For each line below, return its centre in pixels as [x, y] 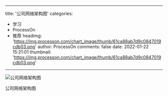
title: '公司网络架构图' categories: [39, 13]
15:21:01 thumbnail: [32, 52]
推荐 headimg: [27, 36]
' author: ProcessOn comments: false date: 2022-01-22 [92, 46]
